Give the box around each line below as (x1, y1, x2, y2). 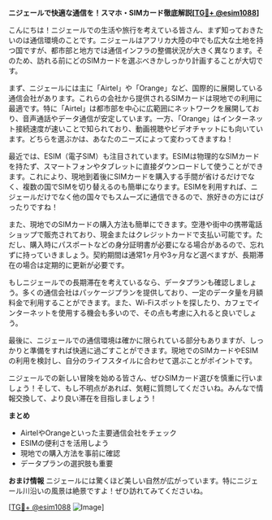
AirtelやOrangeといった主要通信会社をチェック (19, 428, 177, 438)
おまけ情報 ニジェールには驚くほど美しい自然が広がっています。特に (8, 476, 237, 485)
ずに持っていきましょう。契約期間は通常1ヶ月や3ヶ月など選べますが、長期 (8, 250, 257, 260)
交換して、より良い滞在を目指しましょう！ (15, 394, 158, 403)
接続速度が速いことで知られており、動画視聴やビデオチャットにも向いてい (15, 124, 264, 133)
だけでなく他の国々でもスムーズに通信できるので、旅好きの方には (36, 192, 257, 202)
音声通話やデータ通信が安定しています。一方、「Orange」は (22, 114, 221, 123)
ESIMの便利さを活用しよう (19, 439, 110, 448)
